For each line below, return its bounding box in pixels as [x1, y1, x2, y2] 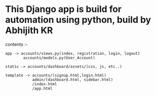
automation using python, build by [5, 14, 151, 25]
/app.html [32, 86, 53, 91]
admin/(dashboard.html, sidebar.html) [32, 77, 113, 82]
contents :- [5, 41, 28, 47]
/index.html [32, 81, 57, 86]
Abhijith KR [5, 25, 53, 36]
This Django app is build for [5, 3, 122, 15]
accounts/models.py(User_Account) [23, 55, 95, 60]
